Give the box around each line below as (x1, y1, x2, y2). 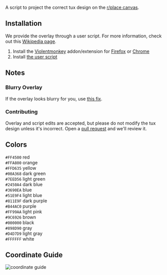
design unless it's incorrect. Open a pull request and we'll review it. (5, 125, 147, 131)
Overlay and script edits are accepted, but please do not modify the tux (5, 120, 156, 126)
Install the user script (12, 53, 57, 60)
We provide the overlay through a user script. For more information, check (5, 33, 162, 39)
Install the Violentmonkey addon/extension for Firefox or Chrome (12, 48, 150, 54)
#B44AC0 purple (5, 203, 37, 209)
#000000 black (5, 219, 34, 225)
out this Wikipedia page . (5, 38, 56, 44)
